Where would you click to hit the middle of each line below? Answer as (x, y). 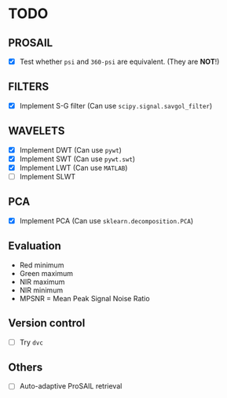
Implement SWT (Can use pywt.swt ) (77, 159)
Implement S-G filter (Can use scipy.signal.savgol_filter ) (116, 105)
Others (26, 367)
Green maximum (46, 273)
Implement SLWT (48, 176)
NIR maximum (42, 282)
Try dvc (31, 342)
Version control (47, 323)
